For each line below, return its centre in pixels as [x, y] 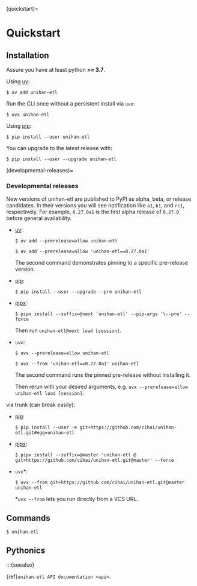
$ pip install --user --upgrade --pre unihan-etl [78, 292]
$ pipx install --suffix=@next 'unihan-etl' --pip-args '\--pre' [98, 314]
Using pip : [19, 126]
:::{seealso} [20, 565]
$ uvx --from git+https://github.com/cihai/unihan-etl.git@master [100, 483]
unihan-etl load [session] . [49, 393]
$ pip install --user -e [46, 427]
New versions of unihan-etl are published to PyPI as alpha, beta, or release [99, 199]
